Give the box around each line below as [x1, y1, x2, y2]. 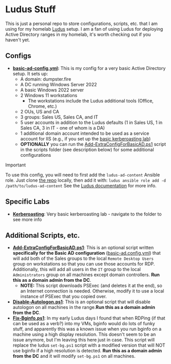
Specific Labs [5, 198, 50, 206]
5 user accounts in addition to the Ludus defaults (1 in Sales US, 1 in [20, 119, 163, 126]
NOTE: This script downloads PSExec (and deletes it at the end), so [20, 282, 162, 289]
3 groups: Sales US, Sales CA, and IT [20, 114, 99, 120]
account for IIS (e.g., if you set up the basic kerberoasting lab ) [20, 135, 151, 141]
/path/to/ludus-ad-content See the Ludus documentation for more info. [5, 182, 157, 188]
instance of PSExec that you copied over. [20, 294, 107, 300]
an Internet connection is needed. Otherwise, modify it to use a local [20, 288, 164, 294]
